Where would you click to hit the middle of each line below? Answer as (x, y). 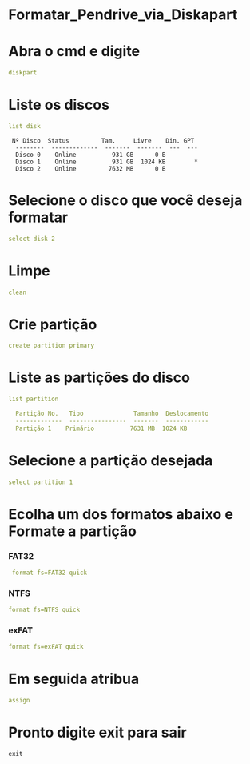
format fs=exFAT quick (46, 647)
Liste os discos (59, 105)
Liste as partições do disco (99, 378)
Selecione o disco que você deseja (125, 200)
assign (19, 701)
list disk (25, 126)
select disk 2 (32, 239)
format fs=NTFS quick (44, 610)
